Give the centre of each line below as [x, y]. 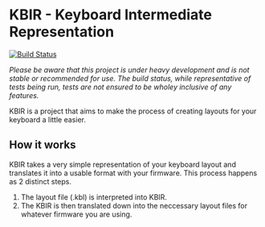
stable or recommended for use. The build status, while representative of [130, 78]
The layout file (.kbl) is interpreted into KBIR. [94, 197]
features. [24, 95]
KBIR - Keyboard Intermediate [110, 15]
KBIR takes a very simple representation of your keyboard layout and [122, 164]
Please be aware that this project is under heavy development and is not [129, 69]
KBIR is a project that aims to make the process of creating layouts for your [133, 111]
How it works [43, 145]
